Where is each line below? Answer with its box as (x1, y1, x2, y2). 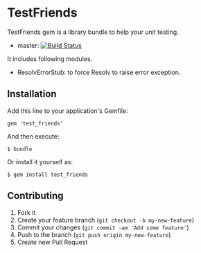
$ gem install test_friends (7, 171, 89, 178)
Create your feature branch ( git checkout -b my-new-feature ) (17, 216, 195, 224)
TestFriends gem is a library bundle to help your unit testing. (7, 28, 179, 36)
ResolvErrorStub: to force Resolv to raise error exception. (17, 68, 181, 76)
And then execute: (7, 132, 60, 140)
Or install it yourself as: (7, 157, 73, 166)
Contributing (7, 190, 64, 202)
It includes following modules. (7, 54, 93, 63)
